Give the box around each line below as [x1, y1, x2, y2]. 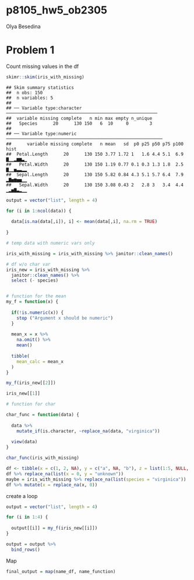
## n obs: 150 [6, 90, 43, 95]
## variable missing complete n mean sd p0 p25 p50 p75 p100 [6, 141, 184, 147]
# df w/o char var [6, 261, 51, 267]
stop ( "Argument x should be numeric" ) [16, 315, 114, 321]
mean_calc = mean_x [16, 358, 64, 365]
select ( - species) [11, 277, 59, 284]
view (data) [11, 439, 38, 445]
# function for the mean [6, 293, 66, 299]
